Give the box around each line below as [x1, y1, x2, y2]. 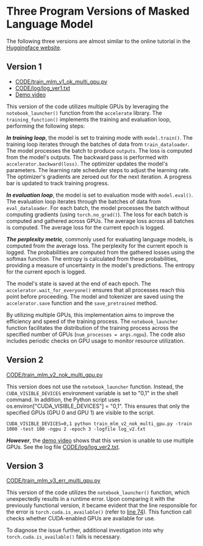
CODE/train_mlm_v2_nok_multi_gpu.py [6, 371, 103, 378]
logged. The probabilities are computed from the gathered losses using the [6, 249, 195, 256]
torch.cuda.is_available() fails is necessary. [6, 533, 121, 541]
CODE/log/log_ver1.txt [15, 84, 71, 92]
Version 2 [6, 355, 44, 365]
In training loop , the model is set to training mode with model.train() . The [6, 134, 193, 141]
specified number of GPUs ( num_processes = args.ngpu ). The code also [6, 330, 185, 338]
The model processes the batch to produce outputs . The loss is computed [6, 147, 193, 154]
